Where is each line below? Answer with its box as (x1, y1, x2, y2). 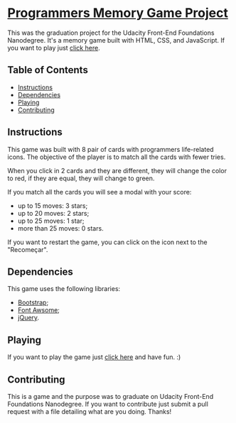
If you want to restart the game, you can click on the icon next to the (7, 238, 208, 246)
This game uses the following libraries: (7, 285, 121, 293)
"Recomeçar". (7, 245, 48, 253)
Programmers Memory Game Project (7, 5, 229, 21)
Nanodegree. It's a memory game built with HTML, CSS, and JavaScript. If (7, 35, 225, 44)
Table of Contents (7, 64, 89, 76)
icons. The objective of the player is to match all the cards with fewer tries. (7, 153, 226, 161)
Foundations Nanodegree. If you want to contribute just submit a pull (7, 400, 208, 408)
